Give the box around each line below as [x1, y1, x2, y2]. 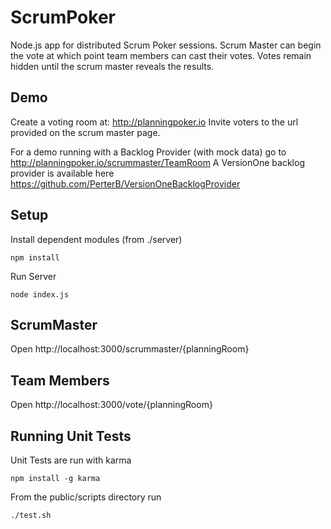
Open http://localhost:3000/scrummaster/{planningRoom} [10, 343, 250, 355]
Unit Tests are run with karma [10, 454, 132, 466]
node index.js [10, 289, 70, 300]
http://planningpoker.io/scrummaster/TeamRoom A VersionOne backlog [10, 156, 305, 168]
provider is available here [10, 167, 115, 179]
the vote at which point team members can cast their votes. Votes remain [10, 49, 312, 61]
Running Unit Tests [10, 427, 132, 445]
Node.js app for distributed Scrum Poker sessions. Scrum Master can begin [10, 39, 322, 51]
